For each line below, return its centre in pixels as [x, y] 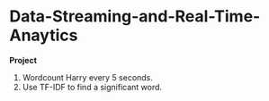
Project [23, 60]
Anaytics [44, 35]
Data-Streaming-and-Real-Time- [135, 17]
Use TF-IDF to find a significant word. [92, 87]
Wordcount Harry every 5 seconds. [87, 77]
